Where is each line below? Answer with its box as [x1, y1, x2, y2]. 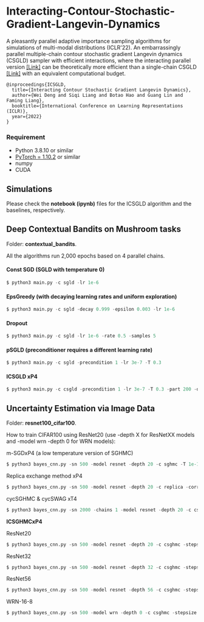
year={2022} [12, 113, 42, 119]
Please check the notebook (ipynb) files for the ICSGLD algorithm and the [6, 200, 192, 208]
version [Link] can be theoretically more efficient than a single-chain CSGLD [6, 63, 197, 71]
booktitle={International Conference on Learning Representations [12, 102, 183, 109]
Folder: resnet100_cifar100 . [6, 419, 77, 427]
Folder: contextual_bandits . [6, 240, 77, 247]
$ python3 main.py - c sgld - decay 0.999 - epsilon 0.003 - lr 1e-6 [6, 306, 175, 313]
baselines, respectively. [6, 207, 66, 214]
